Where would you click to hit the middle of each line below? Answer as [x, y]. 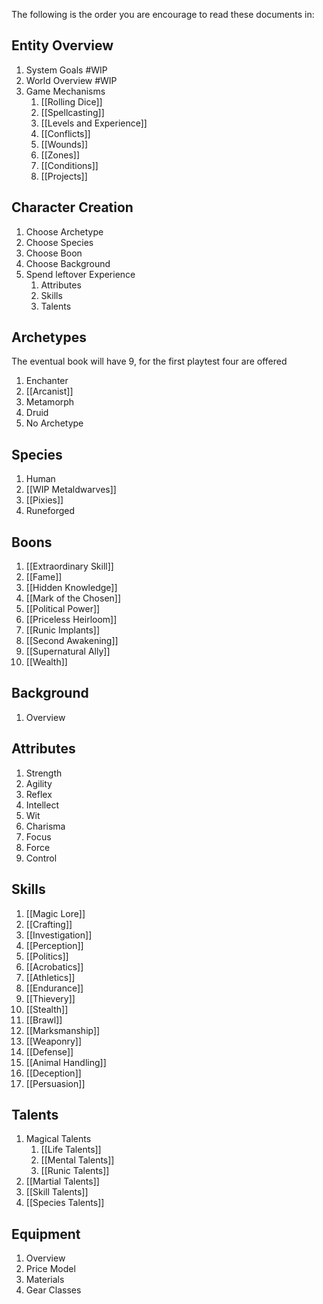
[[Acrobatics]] [54, 966]
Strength [44, 773]
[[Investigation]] [59, 935]
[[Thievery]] [50, 998]
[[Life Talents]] [71, 1150]
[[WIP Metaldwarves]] [71, 490]
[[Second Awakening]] [72, 641]
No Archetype [54, 423]
